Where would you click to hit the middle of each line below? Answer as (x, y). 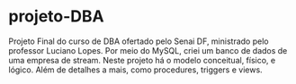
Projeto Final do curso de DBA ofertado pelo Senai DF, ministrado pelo (139, 41)
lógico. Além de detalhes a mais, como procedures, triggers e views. (135, 70)
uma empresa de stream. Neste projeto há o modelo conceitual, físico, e (142, 60)
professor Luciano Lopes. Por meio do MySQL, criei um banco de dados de (148, 50)
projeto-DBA (56, 17)
